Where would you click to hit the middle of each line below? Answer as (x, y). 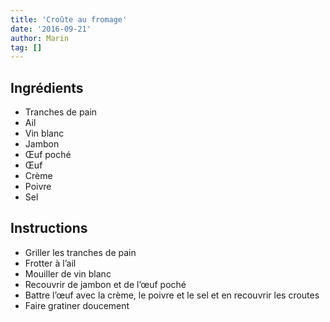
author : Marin (40, 38)
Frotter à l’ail (50, 263)
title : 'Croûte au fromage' (69, 19)
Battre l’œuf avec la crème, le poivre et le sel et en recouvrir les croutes (172, 295)
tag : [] (26, 47)
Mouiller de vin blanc (68, 273)
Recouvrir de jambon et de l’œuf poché (105, 284)
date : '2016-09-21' (51, 29)
